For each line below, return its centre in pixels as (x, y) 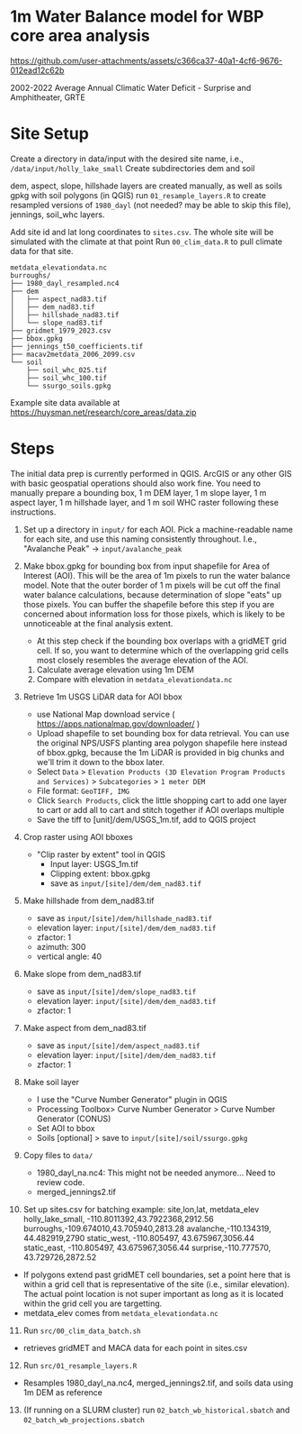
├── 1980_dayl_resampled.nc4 (65, 283)
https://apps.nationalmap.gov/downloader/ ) (118, 724)
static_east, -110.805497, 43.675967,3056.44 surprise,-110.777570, (147, 1247)
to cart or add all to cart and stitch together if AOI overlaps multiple (160, 809)
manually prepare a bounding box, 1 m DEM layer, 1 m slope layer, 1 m (138, 492)
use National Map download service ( (106, 714)
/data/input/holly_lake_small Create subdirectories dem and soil (133, 168)
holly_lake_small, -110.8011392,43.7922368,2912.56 (118, 1219)
